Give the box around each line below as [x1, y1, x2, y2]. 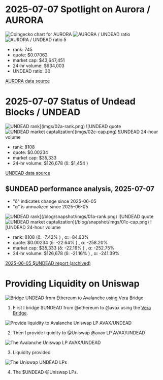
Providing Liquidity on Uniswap [5, 278, 140, 289]
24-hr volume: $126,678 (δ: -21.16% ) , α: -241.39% [12, 250, 120, 256]
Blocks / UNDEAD [5, 107, 81, 118]
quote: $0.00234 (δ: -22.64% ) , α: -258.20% [12, 239, 108, 245]
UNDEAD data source [5, 170, 51, 176]
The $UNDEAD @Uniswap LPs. [12, 369, 78, 375]
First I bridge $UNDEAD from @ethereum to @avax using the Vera [12, 304, 151, 310]
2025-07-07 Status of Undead [5, 96, 136, 107]
